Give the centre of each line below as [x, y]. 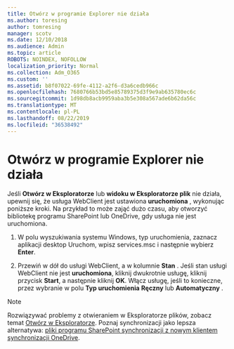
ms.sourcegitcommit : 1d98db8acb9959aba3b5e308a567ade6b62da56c [102, 99]
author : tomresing [34, 27]
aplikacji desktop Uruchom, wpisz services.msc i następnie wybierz [116, 245]
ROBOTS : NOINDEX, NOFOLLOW [47, 60]
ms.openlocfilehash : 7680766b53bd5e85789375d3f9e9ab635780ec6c [102, 92]
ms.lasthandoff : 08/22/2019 [48, 118]
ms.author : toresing [38, 20]
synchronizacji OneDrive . [44, 338]
